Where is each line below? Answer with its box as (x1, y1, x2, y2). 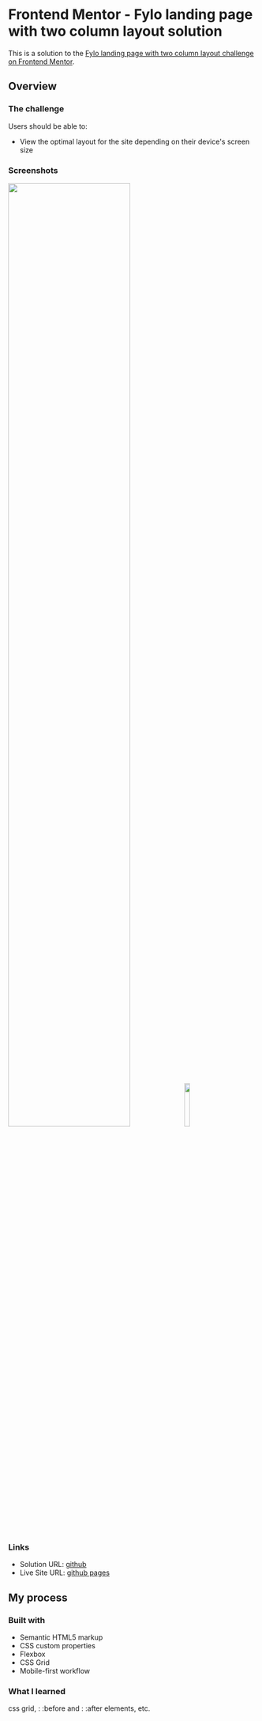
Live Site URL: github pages (19, 1568, 110, 1577)
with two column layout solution (8, 22, 223, 40)
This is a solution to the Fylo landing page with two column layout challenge (8, 48, 254, 58)
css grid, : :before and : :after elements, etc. (8, 1704, 151, 1713)
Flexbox (19, 1649, 46, 1659)
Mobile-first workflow (19, 1666, 91, 1675)
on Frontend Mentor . (8, 57, 75, 66)
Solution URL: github (19, 1560, 87, 1569)
